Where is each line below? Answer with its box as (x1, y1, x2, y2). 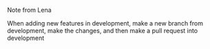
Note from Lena (7, 6, 52, 14)
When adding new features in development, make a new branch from (7, 19, 203, 27)
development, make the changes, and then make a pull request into (7, 27, 198, 35)
